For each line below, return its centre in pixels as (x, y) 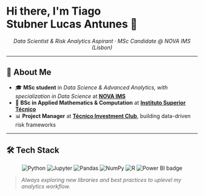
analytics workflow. (46, 186)
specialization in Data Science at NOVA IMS (70, 96)
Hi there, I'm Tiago (54, 11)
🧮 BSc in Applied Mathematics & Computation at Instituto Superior (100, 102)
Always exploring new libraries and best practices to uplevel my (101, 180)
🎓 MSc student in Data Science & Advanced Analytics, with (91, 87)
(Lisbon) (102, 47)
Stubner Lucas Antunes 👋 (72, 24)
